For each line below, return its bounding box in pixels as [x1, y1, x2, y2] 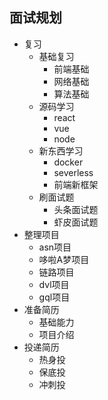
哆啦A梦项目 [38, 253, 90, 265]
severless [53, 166, 94, 178]
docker [53, 156, 84, 168]
